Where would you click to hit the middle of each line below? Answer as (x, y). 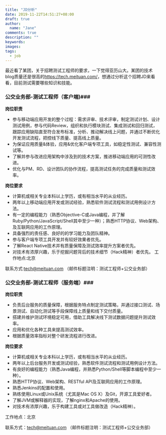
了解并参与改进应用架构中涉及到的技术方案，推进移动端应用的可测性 (82, 156)
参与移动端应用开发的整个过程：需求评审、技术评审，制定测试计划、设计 (86, 119)
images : (13, 47)
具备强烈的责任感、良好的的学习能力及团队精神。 (62, 233)
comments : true (21, 33)
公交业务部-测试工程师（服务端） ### (49, 282)
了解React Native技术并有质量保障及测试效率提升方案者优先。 (75, 245)
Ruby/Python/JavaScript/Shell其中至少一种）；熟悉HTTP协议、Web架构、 (87, 220)
